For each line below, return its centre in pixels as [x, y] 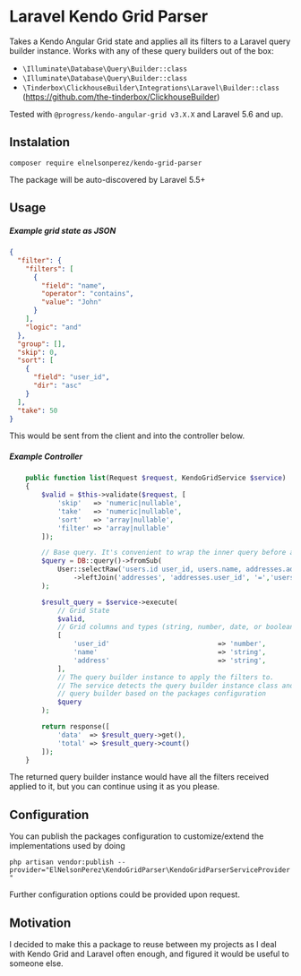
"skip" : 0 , [38, 352]
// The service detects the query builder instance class [168, 686]
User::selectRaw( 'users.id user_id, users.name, [150, 570]
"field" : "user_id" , [71, 377]
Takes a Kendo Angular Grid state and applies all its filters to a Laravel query [150, 41]
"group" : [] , [42, 344]
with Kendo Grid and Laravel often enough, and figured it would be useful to [149, 954]
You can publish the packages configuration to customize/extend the [137, 836]
